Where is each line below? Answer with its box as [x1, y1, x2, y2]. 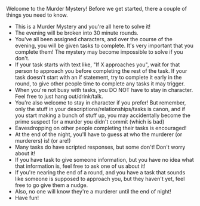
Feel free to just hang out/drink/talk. [14, 93, 103, 100]
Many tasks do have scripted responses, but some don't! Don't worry [14, 143, 186, 150]
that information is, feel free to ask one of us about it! [14, 162, 146, 170]
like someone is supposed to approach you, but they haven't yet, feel [14, 176, 185, 182]
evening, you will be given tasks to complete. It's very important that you [14, 42, 194, 49]
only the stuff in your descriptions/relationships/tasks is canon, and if [14, 106, 186, 112]
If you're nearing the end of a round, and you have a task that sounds [14, 169, 186, 176]
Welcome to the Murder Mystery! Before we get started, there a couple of [6, 5, 187, 12]
